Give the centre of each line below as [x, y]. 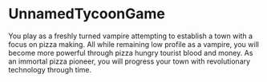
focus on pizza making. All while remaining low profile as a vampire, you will [133, 44]
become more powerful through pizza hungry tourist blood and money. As [131, 53]
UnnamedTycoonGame [87, 14]
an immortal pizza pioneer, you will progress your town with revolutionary [129, 61]
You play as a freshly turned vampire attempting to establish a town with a [131, 36]
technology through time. [50, 69]
